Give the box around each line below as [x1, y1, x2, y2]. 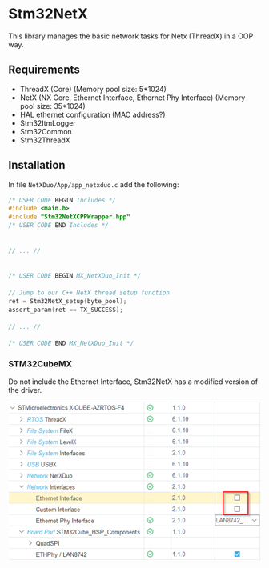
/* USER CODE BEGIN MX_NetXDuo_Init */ [8, 272, 142, 280]
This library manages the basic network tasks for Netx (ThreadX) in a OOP [8, 31, 254, 41]
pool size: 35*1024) [19, 101, 86, 110]
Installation [8, 158, 66, 172]
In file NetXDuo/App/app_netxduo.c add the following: [8, 179, 179, 189]
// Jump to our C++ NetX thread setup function [8, 289, 171, 297]
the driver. [8, 385, 42, 394]
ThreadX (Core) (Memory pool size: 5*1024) [19, 84, 167, 94]
